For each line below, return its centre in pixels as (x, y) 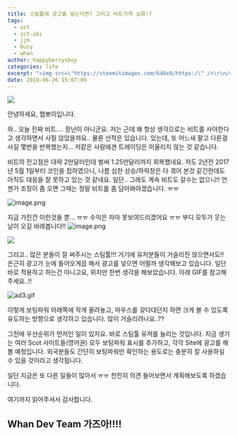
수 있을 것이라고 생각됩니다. (45, 360)
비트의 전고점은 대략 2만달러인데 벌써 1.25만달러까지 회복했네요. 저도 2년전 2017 (118, 162)
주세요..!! (19, 281)
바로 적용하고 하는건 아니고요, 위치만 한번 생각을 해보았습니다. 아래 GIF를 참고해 (117, 272)
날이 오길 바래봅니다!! (36, 226)
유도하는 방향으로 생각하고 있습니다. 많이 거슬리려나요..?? (86, 319)
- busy (23, 47)
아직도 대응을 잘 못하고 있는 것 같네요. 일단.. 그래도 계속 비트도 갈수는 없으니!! (114, 180)
